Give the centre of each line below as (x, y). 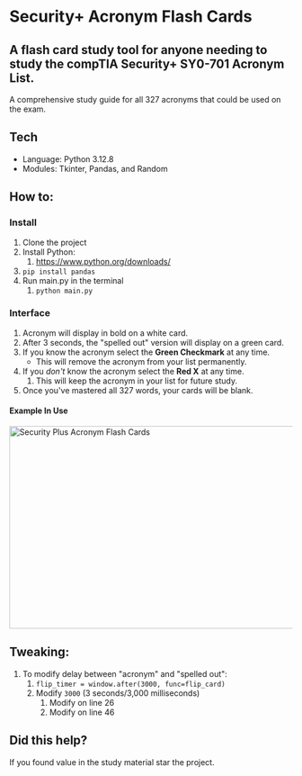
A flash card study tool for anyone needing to (138, 50)
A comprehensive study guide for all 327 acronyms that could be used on (145, 99)
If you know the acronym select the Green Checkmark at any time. (146, 352)
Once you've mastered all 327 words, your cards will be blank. (138, 390)
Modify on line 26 (82, 702)
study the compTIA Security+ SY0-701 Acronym (147, 63)
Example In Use (39, 411)
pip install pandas (59, 272)
